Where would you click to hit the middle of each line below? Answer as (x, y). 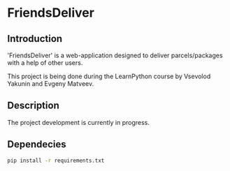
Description (33, 106)
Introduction (35, 39)
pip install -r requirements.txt (56, 161)
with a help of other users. (45, 63)
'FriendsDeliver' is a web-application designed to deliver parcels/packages (115, 55)
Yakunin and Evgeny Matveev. (51, 84)
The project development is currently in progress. (79, 122)
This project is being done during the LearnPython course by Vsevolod (109, 76)
